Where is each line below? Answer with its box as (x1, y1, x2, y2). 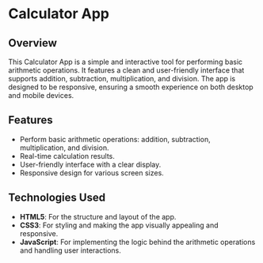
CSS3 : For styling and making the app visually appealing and (19, 220, 219, 230)
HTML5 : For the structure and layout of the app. (19, 212, 177, 221)
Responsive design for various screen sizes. (19, 167, 164, 178)
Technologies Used (8, 191, 105, 205)
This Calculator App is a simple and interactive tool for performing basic (8, 57, 243, 66)
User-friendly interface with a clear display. (19, 160, 162, 169)
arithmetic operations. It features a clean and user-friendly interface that (8, 66, 245, 75)
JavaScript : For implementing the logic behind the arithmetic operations (19, 237, 256, 246)
